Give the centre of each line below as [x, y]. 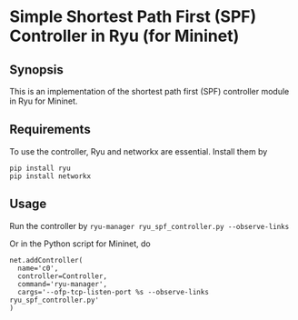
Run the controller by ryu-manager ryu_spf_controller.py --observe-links [149, 225]
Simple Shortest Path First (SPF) [133, 17]
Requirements [50, 130]
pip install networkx [50, 176]
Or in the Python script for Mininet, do [80, 244]
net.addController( [46, 260]
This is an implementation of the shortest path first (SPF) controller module [149, 91]
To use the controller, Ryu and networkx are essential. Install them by [139, 151]
